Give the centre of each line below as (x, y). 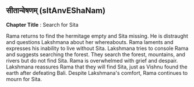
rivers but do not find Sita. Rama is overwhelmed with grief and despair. (92, 60)
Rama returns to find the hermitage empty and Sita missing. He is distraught (97, 36)
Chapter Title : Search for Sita (42, 24)
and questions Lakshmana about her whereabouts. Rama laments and (90, 42)
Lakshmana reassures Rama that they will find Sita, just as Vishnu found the (97, 67)
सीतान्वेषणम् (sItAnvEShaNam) (56, 11)
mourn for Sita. (24, 79)
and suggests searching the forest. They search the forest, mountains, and (96, 54)
